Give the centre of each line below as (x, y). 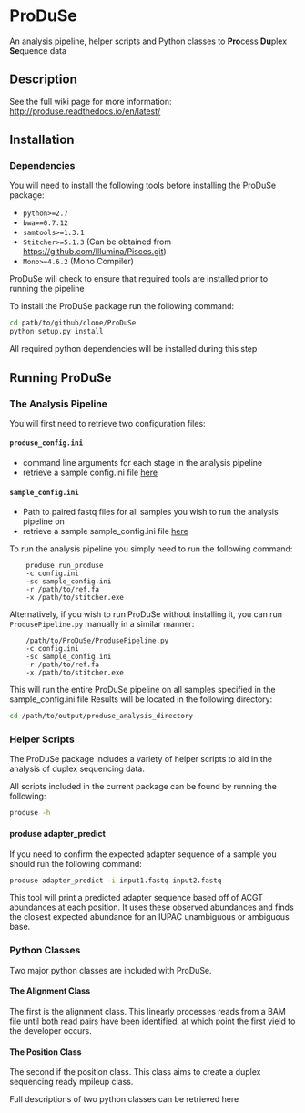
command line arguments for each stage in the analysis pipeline (142, 463)
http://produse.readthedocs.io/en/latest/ (85, 111)
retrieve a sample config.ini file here (90, 473)
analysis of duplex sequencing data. (77, 769)
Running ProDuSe (61, 378)
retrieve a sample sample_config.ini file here (105, 531)
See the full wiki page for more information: (91, 101)
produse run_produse (65, 566)
